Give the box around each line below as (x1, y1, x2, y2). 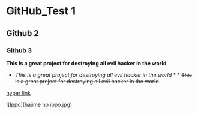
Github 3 (6, 46, 32, 55)
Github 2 (6, 28, 39, 38)
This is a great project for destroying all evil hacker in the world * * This (14, 71, 192, 79)
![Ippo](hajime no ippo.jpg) (6, 101, 73, 108)
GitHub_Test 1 (6, 4, 76, 18)
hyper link (6, 89, 31, 97)
